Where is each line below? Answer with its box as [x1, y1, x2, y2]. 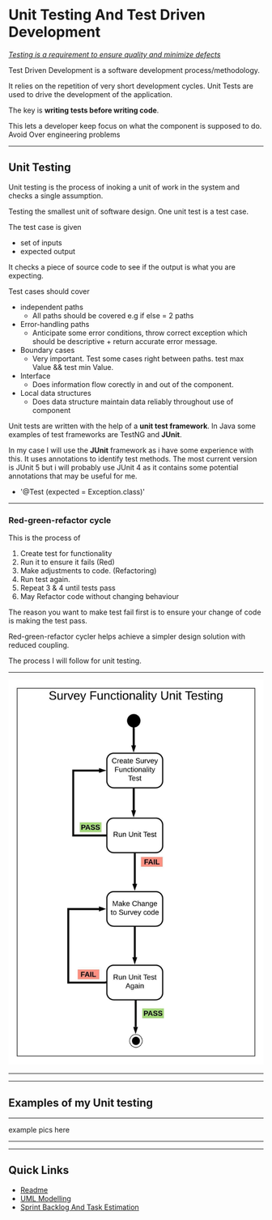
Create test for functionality [19, 549, 113, 559]
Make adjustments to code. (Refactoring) [19, 566, 157, 576]
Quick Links [8, 1163, 70, 1177]
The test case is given [8, 222, 83, 232]
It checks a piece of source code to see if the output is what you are [8, 261, 236, 272]
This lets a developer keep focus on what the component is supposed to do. [8, 121, 262, 130]
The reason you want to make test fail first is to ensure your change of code [8, 607, 261, 617]
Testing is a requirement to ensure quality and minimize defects [8, 49, 221, 59]
